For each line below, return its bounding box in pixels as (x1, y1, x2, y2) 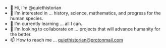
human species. (10, 15, 43, 21)
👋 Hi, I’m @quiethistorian (10, 5, 62, 10)
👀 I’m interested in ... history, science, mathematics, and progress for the (10, 10, 161, 16)
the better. (10, 31, 32, 37)
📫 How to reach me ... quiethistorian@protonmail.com (10, 37, 124, 42)
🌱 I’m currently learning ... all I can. (10, 20, 82, 26)
